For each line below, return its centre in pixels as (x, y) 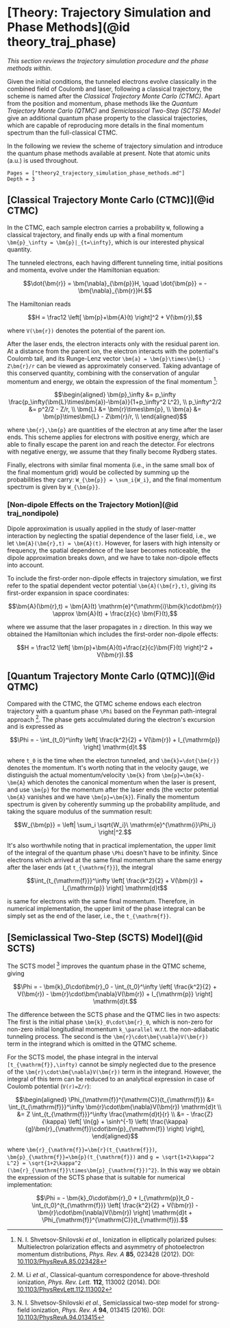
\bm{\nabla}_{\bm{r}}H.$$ (115, 291)
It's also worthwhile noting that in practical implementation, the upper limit (112, 846)
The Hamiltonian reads (39, 304)
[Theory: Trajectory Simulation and (109, 13)
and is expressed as (35, 727)
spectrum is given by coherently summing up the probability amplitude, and (114, 804)
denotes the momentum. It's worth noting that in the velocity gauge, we (108, 768)
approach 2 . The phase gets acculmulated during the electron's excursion (111, 719)
